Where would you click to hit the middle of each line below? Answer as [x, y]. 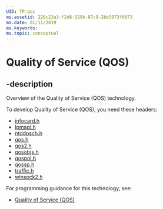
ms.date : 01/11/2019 [31, 22]
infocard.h [27, 121]
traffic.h [24, 171]
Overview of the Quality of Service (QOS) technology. [71, 98]
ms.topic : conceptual [33, 33]
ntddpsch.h [29, 133]
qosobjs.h [27, 152]
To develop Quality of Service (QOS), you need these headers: [82, 110]
